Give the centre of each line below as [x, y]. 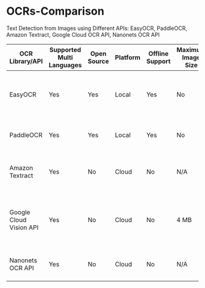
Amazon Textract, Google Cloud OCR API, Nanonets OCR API [83, 34]
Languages [65, 65]
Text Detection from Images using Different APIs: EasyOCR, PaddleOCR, [97, 28]
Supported [65, 50]
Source [98, 61]
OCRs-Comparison [56, 11]
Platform [128, 57]
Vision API [24, 227]
